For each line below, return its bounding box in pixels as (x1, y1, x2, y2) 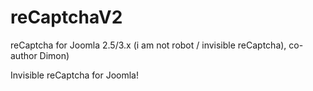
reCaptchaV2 (10, 6, 123, 29)
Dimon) (39, 49, 70, 61)
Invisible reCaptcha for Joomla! (10, 69, 140, 81)
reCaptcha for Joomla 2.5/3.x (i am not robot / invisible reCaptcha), (10, 39, 287, 51)
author (10, 49, 38, 61)
